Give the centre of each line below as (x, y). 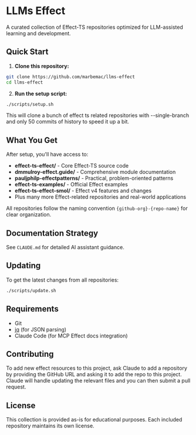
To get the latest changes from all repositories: (62, 280)
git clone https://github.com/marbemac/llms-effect (70, 77)
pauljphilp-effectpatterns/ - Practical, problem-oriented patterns (94, 178)
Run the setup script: (41, 93)
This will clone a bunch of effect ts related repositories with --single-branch (98, 115)
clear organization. (29, 215)
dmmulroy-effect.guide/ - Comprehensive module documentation (95, 172)
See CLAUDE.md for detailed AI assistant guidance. (65, 247)
